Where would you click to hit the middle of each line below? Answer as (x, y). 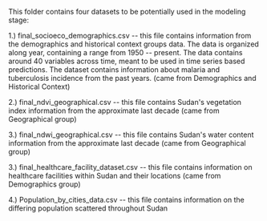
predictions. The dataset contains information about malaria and (114, 70)
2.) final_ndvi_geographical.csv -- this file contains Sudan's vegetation (125, 102)
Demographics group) (45, 184)
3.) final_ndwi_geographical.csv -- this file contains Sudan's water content (131, 135)
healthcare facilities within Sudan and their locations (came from (115, 176)
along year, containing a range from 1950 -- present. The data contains (125, 52)
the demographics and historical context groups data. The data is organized (133, 44)
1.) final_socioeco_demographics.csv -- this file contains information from (130, 36)
